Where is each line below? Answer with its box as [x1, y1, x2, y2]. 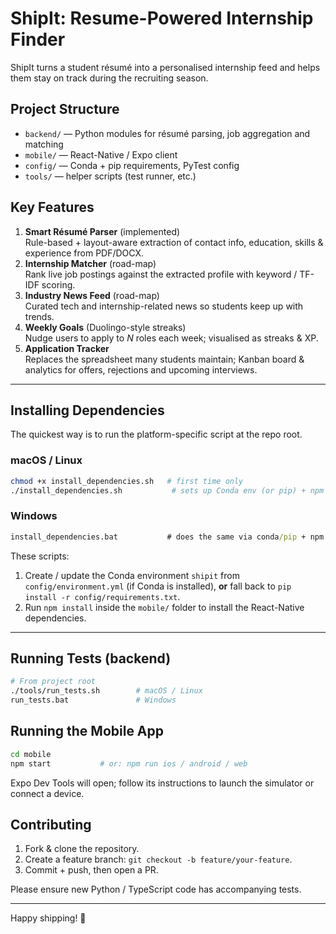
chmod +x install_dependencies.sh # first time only [10, 476, 244, 486]
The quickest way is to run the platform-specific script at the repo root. [10, 428, 303, 441]
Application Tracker [24, 342, 110, 354]
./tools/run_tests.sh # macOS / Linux [10, 686, 203, 696]
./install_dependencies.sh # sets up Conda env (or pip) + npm [10, 485, 325, 496]
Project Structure [10, 101, 120, 118]
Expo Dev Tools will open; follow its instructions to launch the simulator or [10, 777, 315, 789]
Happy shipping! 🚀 [10, 912, 87, 924]
